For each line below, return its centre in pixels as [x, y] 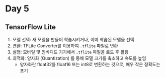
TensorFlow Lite [31, 27]
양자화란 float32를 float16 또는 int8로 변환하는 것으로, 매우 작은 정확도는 [90, 64]
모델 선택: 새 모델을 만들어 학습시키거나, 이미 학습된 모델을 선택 [73, 39]
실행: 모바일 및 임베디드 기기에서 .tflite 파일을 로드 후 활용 [70, 52]
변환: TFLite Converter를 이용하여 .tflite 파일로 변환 [65, 46]
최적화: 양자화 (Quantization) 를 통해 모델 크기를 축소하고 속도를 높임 [79, 58]
